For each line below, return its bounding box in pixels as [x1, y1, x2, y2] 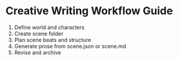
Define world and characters [14, 24, 85, 31]
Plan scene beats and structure [14, 36, 91, 43]
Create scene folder [14, 30, 64, 37]
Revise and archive [14, 49, 61, 56]
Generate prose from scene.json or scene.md [14, 43, 126, 50]
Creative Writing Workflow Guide [5, 4, 174, 18]
